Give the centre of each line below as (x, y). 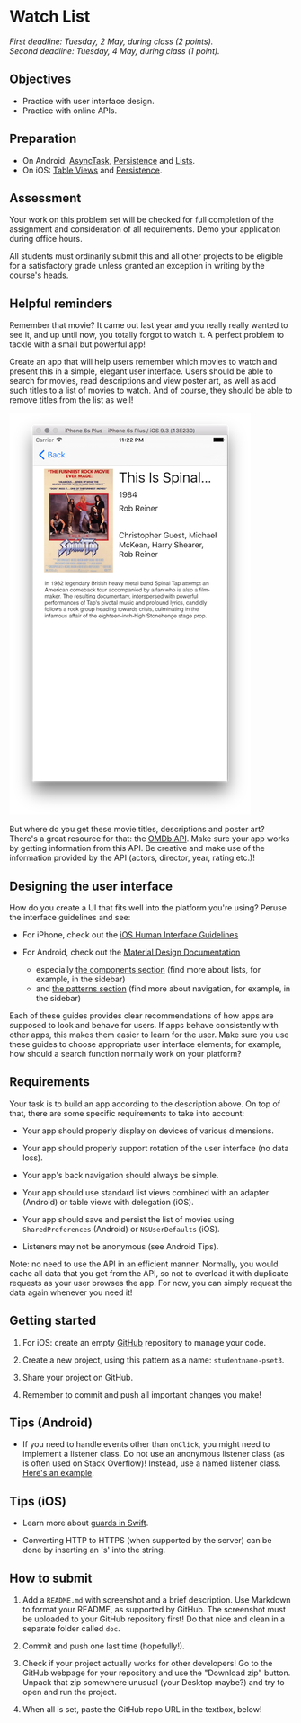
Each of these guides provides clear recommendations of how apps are (142, 1016)
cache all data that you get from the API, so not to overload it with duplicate (149, 1273)
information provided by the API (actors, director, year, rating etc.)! (133, 858)
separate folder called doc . (71, 1629)
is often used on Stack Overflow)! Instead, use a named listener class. (151, 1463)
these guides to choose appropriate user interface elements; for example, (146, 1044)
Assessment (45, 198)
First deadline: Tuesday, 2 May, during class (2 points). (111, 41)
